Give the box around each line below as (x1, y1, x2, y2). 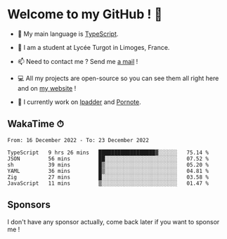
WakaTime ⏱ (7, 118, 65, 130)
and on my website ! (17, 84, 77, 92)
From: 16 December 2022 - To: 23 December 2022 (7, 136, 150, 143)
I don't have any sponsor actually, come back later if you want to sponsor (7, 217, 220, 226)
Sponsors (7, 199, 51, 211)
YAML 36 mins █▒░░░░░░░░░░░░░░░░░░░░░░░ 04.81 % (7, 167, 209, 174)
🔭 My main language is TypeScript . (17, 30, 119, 38)
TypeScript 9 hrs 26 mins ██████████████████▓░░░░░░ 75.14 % (7, 149, 209, 156)
